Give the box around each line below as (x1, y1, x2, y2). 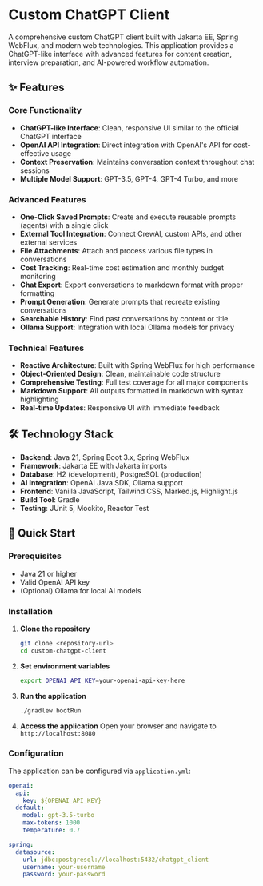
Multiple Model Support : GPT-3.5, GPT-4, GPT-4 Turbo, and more (19, 174, 238, 183)
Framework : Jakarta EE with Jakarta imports (19, 461, 168, 471)
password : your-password (22, 870, 106, 879)
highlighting (19, 394, 59, 405)
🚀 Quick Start (8, 526, 76, 541)
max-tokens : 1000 (22, 819, 81, 827)
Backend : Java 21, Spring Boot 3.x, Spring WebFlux (19, 453, 190, 462)
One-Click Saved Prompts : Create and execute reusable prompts (19, 212, 237, 221)
